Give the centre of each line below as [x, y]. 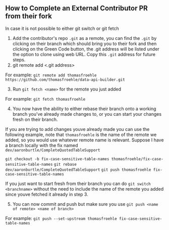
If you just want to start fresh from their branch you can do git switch [78, 183]
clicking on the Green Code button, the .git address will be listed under [86, 49]
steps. [19, 60]
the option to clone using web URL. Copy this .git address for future [84, 54]
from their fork [29, 16]
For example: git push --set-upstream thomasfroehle [61, 218]
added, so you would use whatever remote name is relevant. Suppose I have [84, 140]
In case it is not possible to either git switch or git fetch [62, 28]
